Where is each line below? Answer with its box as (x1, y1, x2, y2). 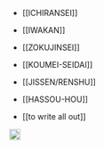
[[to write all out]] (21, 112, 86, 121)
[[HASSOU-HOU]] (21, 94, 89, 104)
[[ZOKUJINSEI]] (21, 42, 80, 53)
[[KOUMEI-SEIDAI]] (21, 60, 93, 70)
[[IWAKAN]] (21, 25, 66, 35)
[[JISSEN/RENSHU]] (21, 77, 96, 87)
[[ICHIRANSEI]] (21, 8, 78, 18)
